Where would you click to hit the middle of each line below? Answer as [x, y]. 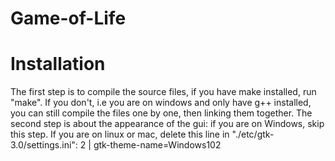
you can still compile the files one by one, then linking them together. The [161, 113]
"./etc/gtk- [253, 134]
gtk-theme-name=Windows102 [157, 145]
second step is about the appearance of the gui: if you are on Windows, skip [167, 124]
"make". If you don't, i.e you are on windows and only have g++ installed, [161, 103]
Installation [58, 64]
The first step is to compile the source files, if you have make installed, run [163, 92]
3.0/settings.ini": [44, 145]
